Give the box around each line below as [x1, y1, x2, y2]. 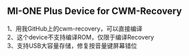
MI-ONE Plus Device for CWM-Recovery [7, 5, 182, 17]
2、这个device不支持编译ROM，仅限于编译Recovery [7, 33, 154, 41]
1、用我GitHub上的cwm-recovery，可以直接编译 [7, 24, 142, 33]
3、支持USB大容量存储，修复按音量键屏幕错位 [7, 41, 138, 50]
